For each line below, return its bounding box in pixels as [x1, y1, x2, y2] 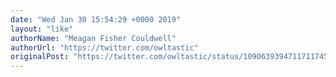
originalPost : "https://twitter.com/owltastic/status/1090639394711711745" [10, 52, 333, 62]
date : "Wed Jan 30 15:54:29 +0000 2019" [10, 14, 182, 25]
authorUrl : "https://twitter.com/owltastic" [10, 42, 199, 53]
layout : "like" [10, 24, 74, 34]
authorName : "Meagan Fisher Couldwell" [10, 33, 177, 43]
